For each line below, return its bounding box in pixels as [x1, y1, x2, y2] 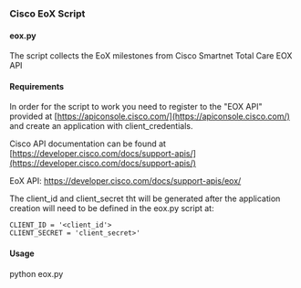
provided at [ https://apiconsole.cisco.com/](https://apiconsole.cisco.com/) [9, 111, 290, 122]
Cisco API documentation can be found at [9, 138, 167, 149]
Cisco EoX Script [9, 7, 86, 20]
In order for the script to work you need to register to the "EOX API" [9, 101, 263, 112]
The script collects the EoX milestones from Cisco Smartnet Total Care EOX [9, 50, 293, 61]
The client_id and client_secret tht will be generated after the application [9, 193, 281, 204]
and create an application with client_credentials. [9, 121, 193, 132]
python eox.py [9, 268, 64, 279]
